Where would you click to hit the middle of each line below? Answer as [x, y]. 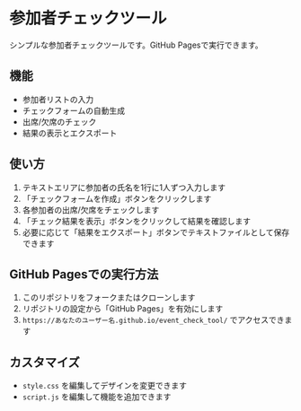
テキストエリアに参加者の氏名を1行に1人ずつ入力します [124, 187]
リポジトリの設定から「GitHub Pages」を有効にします [123, 309]
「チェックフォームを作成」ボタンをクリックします [117, 198]
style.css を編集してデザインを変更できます [104, 386]
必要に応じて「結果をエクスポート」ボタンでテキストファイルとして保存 [156, 232]
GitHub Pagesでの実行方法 [84, 274]
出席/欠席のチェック [59, 121]
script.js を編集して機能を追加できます [97, 397]
